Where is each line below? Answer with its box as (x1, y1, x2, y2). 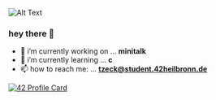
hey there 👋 (8, 28, 54, 39)
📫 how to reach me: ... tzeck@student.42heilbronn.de (19, 64, 208, 74)
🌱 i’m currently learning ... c (19, 55, 113, 65)
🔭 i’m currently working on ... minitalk (19, 46, 146, 56)
